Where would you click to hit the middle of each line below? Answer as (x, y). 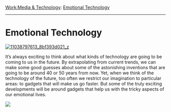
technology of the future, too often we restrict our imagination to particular (83, 78)
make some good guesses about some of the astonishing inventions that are (85, 67)
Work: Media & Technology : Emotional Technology (58, 7)
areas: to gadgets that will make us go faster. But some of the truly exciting (84, 83)
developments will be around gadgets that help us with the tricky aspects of (85, 89)
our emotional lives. (26, 94)
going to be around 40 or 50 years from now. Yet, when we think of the (80, 73)
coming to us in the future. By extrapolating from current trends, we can (81, 62)
